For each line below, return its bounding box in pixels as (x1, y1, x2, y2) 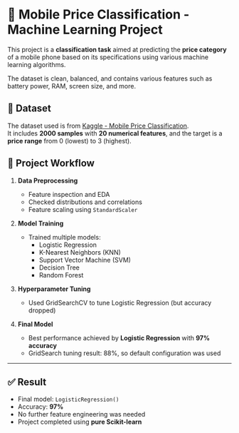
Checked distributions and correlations (28, 198, 142, 206)
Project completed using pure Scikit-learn (17, 417, 142, 427)
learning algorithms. (7, 60, 66, 68)
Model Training (17, 219, 64, 228)
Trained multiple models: (28, 233, 101, 241)
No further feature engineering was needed (17, 410, 146, 419)
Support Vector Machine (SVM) (38, 255, 132, 264)
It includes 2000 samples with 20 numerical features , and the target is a (7, 128, 223, 138)
